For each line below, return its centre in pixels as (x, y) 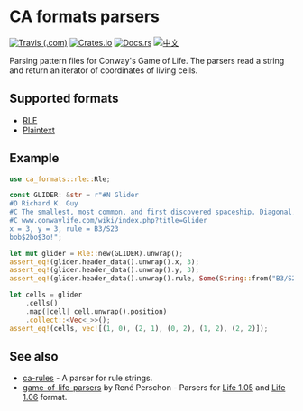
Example (34, 158)
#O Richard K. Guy (44, 204)
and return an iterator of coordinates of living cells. (104, 70)
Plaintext (39, 130)
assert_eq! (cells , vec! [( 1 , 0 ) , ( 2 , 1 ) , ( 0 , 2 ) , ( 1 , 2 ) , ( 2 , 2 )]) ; (139, 328)
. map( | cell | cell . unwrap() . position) (96, 311)
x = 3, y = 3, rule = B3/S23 (64, 228)
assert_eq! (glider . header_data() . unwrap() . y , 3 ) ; (105, 270)
